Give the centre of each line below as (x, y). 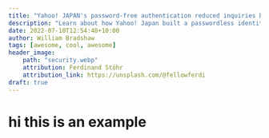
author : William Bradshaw (51, 38)
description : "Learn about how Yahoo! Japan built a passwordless (121, 23)
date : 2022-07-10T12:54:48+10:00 (64, 30)
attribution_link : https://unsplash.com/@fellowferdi (114, 75)
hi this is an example (77, 122)
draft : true (28, 82)
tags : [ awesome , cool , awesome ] (62, 45)
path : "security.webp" (60, 61)
